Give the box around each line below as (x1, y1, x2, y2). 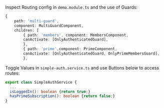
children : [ (14, 27, 39, 33)
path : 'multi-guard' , (14, 18, 59, 23)
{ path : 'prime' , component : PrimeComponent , (23, 46, 117, 51)
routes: (5, 70, 20, 76)
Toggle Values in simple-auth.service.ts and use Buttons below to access (5, 64, 159, 70)
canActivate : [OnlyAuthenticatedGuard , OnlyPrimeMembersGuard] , (23, 51, 160, 56)
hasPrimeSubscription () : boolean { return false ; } (9, 93, 115, 99)
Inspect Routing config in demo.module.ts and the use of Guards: (5, 4, 137, 10)
